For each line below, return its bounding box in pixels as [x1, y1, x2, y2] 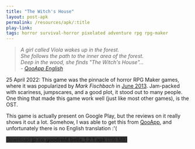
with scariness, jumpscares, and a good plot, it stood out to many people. [6, 89, 183, 96]
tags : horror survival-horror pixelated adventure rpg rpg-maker [6, 30, 168, 36]
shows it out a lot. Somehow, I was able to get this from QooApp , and [6, 119, 172, 126]
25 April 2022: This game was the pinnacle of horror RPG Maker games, [6, 77, 180, 84]
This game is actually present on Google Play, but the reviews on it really [6, 112, 181, 120]
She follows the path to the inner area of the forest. [20, 53, 144, 60]
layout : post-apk [6, 14, 48, 20]
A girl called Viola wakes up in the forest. [20, 46, 120, 53]
